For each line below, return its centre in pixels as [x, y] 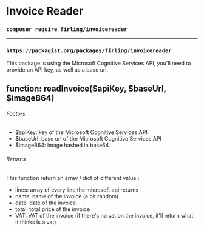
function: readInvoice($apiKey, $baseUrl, [86, 89]
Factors [16, 113]
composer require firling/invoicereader [67, 29]
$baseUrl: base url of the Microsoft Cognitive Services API [88, 139]
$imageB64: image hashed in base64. [63, 145]
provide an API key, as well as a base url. [57, 69]
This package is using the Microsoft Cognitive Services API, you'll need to [99, 63]
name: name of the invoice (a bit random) [67, 196]
